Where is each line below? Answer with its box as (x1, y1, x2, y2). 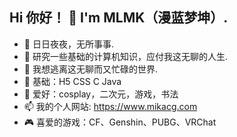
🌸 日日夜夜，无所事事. (23, 38, 114, 50)
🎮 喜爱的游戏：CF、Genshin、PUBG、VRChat (23, 116, 217, 128)
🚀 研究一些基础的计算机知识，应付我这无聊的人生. (23, 50, 228, 62)
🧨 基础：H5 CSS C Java (23, 75, 122, 87)
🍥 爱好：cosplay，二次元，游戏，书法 (23, 88, 179, 100)
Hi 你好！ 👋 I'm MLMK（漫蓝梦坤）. (9, 9, 229, 27)
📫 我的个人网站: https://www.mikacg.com (23, 100, 198, 112)
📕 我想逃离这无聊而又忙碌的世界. (23, 63, 158, 75)
